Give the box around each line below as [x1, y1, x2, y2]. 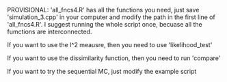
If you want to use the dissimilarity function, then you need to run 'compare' [7, 54, 221, 62]
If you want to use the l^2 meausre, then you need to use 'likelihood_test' [7, 41, 213, 49]
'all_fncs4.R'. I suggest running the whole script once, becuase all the [7, 20, 203, 28]
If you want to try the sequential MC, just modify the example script [7, 68, 197, 75]
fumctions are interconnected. [7, 27, 92, 36]
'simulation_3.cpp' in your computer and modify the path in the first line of [7, 13, 215, 21]
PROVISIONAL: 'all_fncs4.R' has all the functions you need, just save [7, 6, 200, 14]
